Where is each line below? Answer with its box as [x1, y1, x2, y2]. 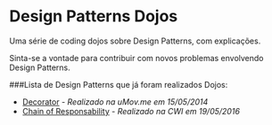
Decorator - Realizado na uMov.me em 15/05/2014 [21, 96, 209, 107]
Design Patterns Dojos [9, 6, 178, 27]
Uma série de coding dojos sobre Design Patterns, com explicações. [9, 35, 261, 46]
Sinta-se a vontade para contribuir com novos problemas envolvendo [9, 52, 265, 63]
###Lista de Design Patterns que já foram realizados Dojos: [9, 79, 228, 90]
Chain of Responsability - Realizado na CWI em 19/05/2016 [21, 105, 241, 116]
